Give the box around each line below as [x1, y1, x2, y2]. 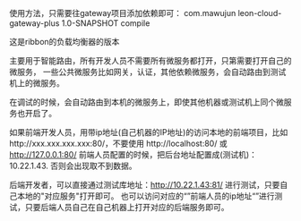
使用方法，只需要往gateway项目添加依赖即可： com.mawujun [9, 8, 236, 18]
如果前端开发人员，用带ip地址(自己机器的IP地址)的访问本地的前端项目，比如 [9, 127, 288, 137]
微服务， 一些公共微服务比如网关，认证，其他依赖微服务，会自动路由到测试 [9, 66, 287, 77]
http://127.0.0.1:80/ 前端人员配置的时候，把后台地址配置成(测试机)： [9, 149, 258, 159]
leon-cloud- [237, 8, 282, 18]
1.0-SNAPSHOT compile [61, 18, 150, 29]
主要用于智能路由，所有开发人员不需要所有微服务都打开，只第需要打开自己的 [9, 55, 292, 65]
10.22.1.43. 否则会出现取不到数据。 [9, 160, 137, 171]
